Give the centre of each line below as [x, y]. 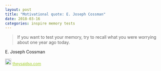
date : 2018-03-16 [23, 19]
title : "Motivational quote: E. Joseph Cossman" [55, 14]
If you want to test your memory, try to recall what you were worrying [87, 37]
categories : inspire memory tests [40, 23]
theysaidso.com [27, 64]
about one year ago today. [43, 43]
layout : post [18, 10]
